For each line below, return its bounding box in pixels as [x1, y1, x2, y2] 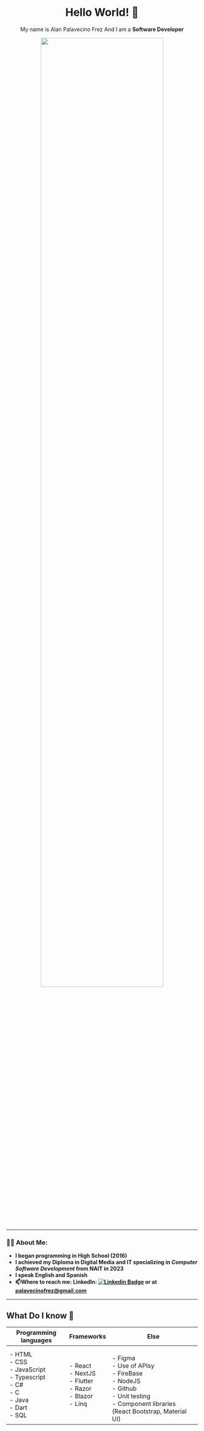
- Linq [69, 1399, 87, 1408]
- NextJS [69, 1369, 96, 1377]
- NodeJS [112, 1377, 141, 1385]
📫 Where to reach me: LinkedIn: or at [15, 1278, 157, 1286]
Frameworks [69, 1332, 106, 1341]
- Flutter [69, 1377, 93, 1385]
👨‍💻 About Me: [6, 1238, 48, 1247]
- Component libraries [112, 1399, 176, 1408]
